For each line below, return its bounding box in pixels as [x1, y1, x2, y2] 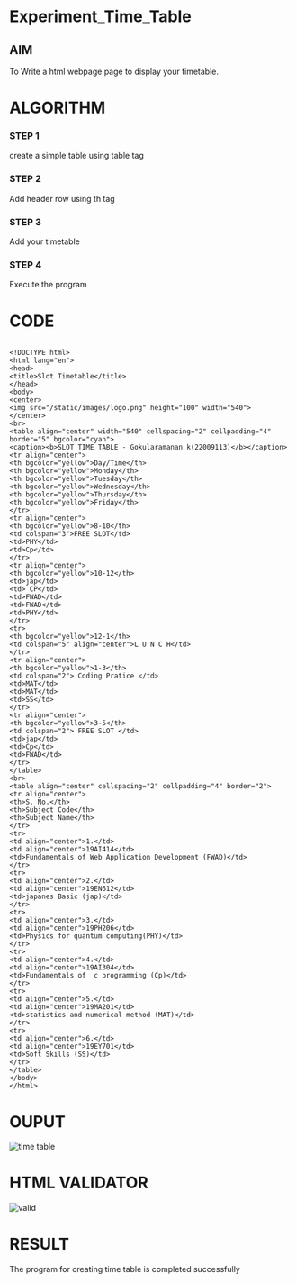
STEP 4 [9, 259, 42, 271]
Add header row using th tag [9, 193, 115, 204]
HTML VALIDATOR [9, 1173, 148, 1193]
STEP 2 [9, 173, 42, 186]
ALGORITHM [9, 97, 106, 118]
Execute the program [9, 279, 87, 290]
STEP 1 [9, 130, 40, 142]
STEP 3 [9, 215, 42, 228]
